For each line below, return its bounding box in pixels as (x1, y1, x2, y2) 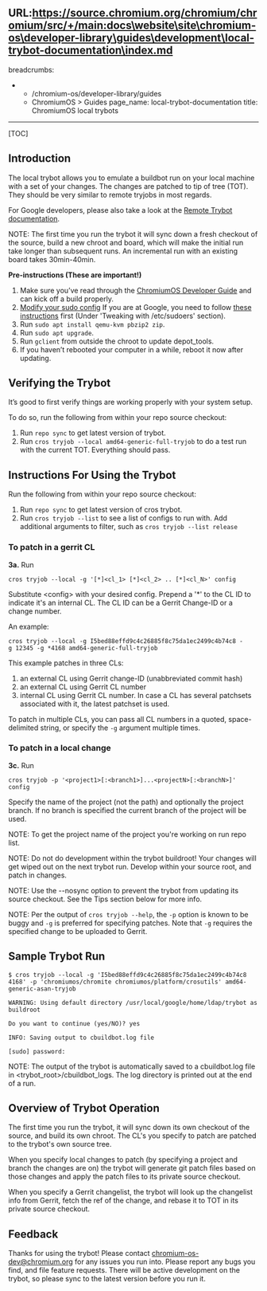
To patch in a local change (8, 743, 111, 754)
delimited (8, 723, 39, 732)
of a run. (8, 1078, 37, 1088)
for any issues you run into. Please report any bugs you (74, 1257, 256, 1266)
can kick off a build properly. (19, 294, 114, 304)
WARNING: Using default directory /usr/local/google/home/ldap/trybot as (8, 999, 258, 1007)
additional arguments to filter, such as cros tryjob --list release (19, 522, 238, 532)
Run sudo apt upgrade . (19, 328, 94, 337)
